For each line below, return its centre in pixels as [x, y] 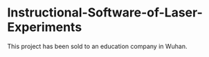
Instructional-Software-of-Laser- [105, 13]
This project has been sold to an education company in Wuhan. [98, 46]
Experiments [45, 27]
